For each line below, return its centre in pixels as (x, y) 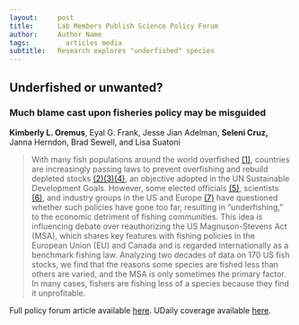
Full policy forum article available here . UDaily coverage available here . (140, 310)
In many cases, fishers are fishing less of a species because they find (160, 283)
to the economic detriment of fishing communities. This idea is (147, 216)
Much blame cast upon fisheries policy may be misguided (138, 113)
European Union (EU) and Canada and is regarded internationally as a (160, 245)
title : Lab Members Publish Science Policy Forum (114, 26)
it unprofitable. (58, 293)
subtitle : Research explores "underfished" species (112, 51)
